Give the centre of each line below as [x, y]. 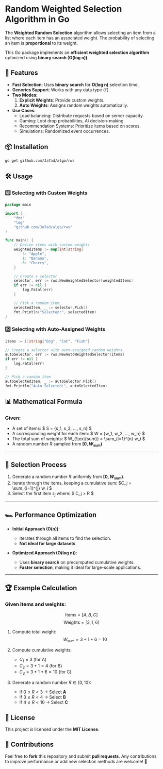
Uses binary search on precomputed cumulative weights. [77, 563]
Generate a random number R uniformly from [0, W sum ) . [68, 477]
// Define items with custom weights [52, 245]
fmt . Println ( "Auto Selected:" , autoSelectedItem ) [56, 386]
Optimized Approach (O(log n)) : [45, 553]
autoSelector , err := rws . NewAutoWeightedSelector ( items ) [65, 355]
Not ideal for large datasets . [48, 544]
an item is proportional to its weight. [41, 43]
